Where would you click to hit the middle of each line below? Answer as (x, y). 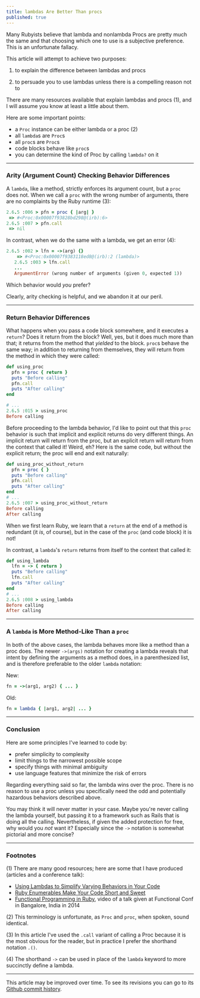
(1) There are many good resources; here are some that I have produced (95, 868)
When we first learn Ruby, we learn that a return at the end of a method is (97, 526)
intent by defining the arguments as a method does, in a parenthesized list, (98, 657)
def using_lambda (28, 561)
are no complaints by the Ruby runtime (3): (59, 201)
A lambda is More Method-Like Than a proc (68, 632)
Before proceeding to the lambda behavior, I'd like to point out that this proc (99, 428)
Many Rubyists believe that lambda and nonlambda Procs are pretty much (97, 34)
